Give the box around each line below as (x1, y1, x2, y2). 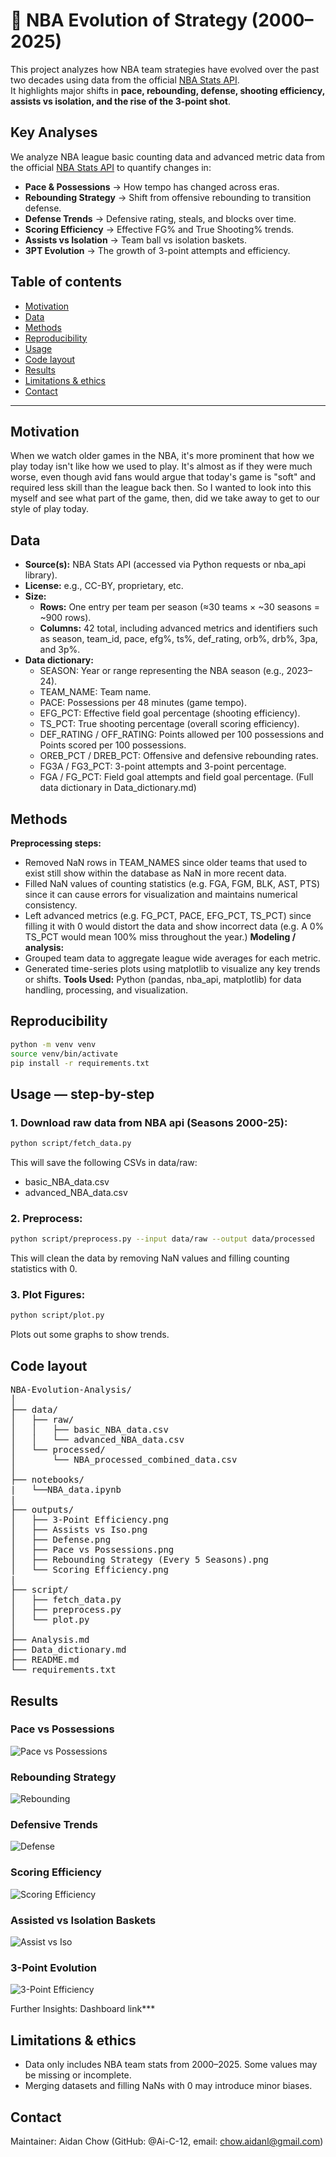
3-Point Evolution (10, 1960, 97, 1974)
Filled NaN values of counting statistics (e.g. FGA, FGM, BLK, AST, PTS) (24, 878, 321, 889)
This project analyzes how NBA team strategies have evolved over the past (10, 63, 320, 75)
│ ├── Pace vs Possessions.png (10, 1544, 175, 1556)
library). (24, 569, 58, 581)
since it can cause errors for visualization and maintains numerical (24, 889, 298, 900)
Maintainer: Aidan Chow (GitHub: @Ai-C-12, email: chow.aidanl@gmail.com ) (10, 2135, 324, 2147)
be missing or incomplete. (24, 2069, 132, 2081)
